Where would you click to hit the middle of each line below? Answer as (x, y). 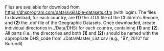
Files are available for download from (42, 7)
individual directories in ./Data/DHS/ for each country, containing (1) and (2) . (82, 28)
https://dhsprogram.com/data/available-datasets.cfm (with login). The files (81, 12)
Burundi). (14, 43)
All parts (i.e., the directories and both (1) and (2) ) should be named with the (82, 33)
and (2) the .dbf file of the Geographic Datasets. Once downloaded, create (80, 23)
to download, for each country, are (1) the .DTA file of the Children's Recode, (82, 17)
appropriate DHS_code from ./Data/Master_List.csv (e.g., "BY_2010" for (77, 38)
